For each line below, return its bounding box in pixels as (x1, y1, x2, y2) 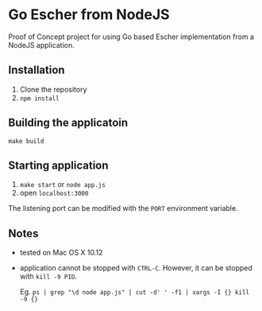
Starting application (8, 158, 109, 172)
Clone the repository (19, 84, 87, 94)
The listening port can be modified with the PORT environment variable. (8, 204, 238, 213)
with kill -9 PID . (19, 272, 78, 282)
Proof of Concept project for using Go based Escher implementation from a (8, 32, 254, 41)
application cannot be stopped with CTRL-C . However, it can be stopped (19, 263, 252, 273)
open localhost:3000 (19, 189, 89, 198)
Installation (8, 64, 65, 77)
